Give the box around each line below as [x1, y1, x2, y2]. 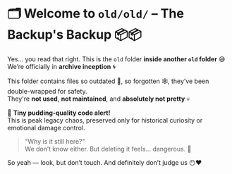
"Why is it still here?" [24, 137, 86, 145]
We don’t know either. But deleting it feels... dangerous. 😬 [24, 144, 192, 153]
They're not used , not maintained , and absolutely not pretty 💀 [7, 94, 190, 103]
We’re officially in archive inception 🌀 [7, 62, 116, 70]
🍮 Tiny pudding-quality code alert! [7, 108, 111, 117]
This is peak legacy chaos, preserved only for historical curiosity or [7, 116, 203, 124]
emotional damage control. [7, 123, 85, 132]
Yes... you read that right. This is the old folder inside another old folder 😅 [7, 54, 226, 63]
